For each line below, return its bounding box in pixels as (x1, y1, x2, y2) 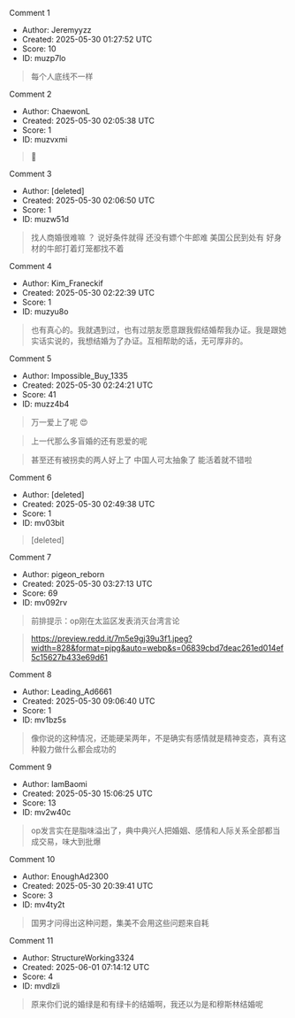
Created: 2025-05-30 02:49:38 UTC (21, 499, 155, 509)
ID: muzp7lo (21, 53, 66, 63)
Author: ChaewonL (21, 106, 91, 116)
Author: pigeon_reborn (21, 569, 105, 579)
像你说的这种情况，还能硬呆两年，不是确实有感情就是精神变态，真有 (30, 733, 279, 743)
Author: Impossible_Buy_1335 (21, 371, 128, 381)
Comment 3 (9, 168, 52, 179)
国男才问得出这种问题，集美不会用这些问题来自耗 (30, 918, 209, 928)
